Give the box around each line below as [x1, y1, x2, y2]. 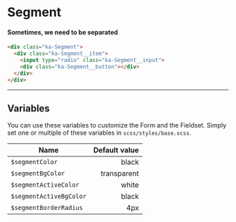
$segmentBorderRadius [11, 204, 83, 212]
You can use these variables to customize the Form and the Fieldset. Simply [7, 121, 227, 130]
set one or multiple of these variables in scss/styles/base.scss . [7, 128, 192, 137]
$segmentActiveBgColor [11, 192, 86, 201]
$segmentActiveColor [11, 181, 79, 189]
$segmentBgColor [11, 170, 65, 178]
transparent [100, 168, 139, 178]
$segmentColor [11, 158, 58, 166]
